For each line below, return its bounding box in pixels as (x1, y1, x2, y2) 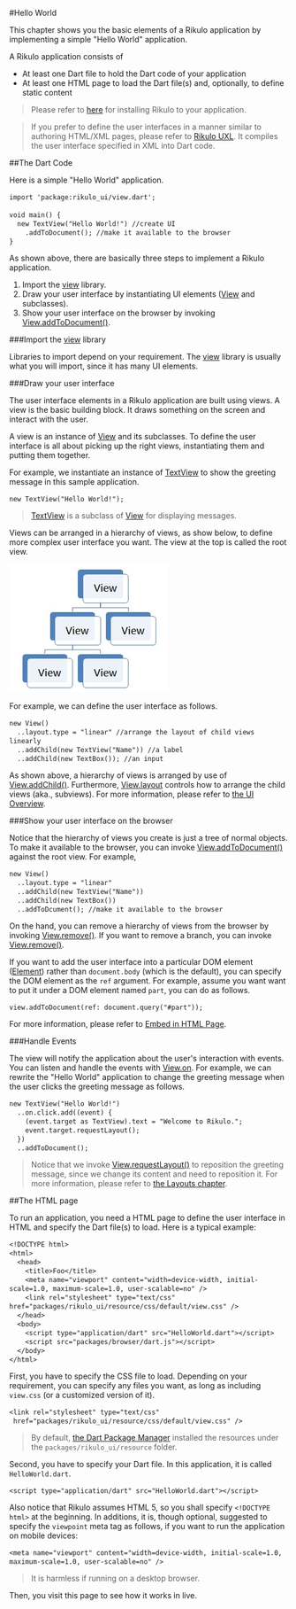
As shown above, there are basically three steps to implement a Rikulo (9, 253, 265, 263)
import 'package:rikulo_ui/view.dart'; (9, 193, 156, 202)
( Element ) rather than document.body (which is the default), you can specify (9, 966, 282, 976)
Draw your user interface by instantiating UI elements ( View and (21, 289, 255, 299)
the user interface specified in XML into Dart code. (30, 141, 216, 151)
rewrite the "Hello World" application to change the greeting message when (9, 1072, 285, 1082)
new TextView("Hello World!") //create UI (17, 220, 176, 229)
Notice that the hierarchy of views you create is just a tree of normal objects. (9, 833, 288, 843)
